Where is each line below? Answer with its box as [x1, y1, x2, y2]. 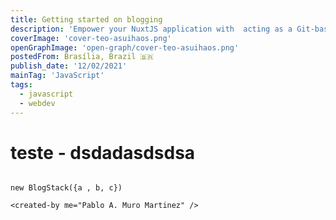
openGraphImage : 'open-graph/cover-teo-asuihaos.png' [10, 42, 240, 53]
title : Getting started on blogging [10, 14, 163, 25]
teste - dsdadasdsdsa [10, 141, 196, 164]
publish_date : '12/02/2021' [10, 61, 128, 71]
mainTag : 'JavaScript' [10, 71, 105, 81]
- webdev [19, 98, 56, 108]
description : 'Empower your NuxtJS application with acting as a [10, 24, 293, 34]
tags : [10, 80, 33, 90]
